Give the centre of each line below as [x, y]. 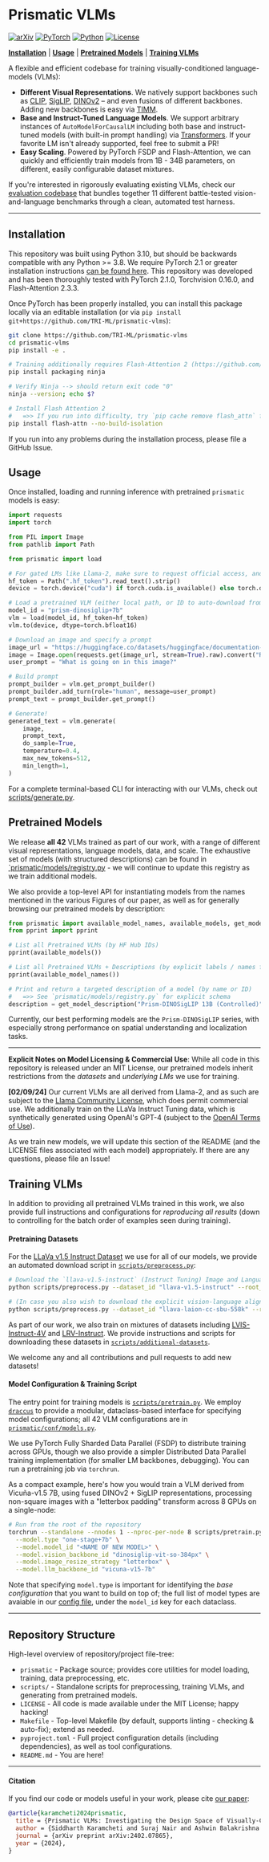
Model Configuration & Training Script [73, 1384]
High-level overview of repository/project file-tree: [91, 1654]
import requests [35, 515]
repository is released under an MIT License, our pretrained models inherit [131, 1068]
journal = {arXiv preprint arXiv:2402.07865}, [94, 1836]
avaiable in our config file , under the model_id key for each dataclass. [122, 1602]
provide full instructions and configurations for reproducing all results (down [134, 1212]
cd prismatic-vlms [39, 343]
